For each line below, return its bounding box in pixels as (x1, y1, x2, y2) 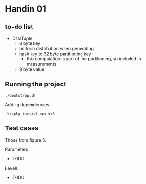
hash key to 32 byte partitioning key (19, 51, 91, 57)
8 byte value (19, 66, 45, 72)
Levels (5, 165, 18, 171)
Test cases (5, 124, 39, 132)
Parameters (5, 146, 28, 152)
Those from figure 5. (5, 137, 46, 143)
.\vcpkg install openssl (5, 111, 55, 116)
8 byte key (19, 41, 41, 46)
